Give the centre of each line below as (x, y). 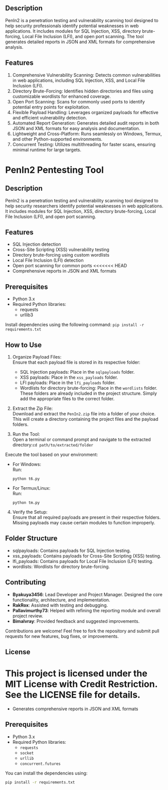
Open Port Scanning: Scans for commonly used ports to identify (79, 101)
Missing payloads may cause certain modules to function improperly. (84, 523)
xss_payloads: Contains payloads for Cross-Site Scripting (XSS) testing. (87, 556)
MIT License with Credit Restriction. (81, 684)
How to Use (24, 345)
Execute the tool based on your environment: (52, 455)
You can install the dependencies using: (46, 773)
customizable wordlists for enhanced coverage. (62, 96)
